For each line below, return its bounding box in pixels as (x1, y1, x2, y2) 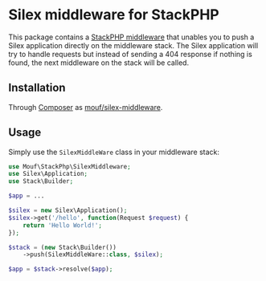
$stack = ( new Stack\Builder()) (8, 243, 117, 251)
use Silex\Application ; (8, 170, 88, 178)
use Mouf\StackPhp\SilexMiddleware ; (8, 162, 131, 170)
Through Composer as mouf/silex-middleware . (8, 102, 163, 112)
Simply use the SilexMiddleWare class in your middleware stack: (8, 147, 219, 157)
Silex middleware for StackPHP (8, 6, 219, 24)
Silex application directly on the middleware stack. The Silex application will (8, 40, 259, 50)
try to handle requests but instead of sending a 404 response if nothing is (8, 49, 253, 59)
